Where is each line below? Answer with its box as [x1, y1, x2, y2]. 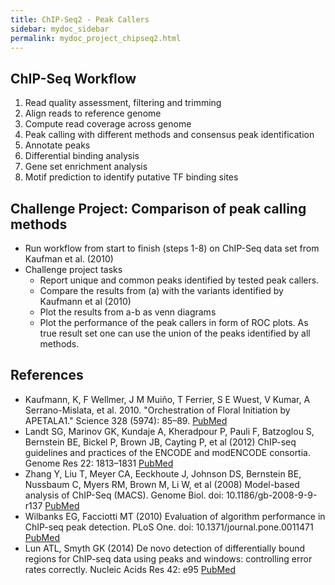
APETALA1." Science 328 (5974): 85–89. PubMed [24, 414, 228, 426]
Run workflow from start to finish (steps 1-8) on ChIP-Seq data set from [24, 242, 320, 254]
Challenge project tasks [24, 264, 123, 275]
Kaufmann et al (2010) [39, 296, 132, 307]
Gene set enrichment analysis [24, 161, 148, 173]
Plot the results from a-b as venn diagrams [39, 306, 217, 318]
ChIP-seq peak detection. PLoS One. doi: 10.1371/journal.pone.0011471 [24, 521, 314, 533]
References [10, 367, 84, 384]
